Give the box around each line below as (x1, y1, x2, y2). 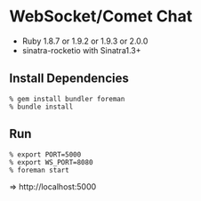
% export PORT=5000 (9, 149, 82, 159)
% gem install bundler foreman (9, 94, 125, 103)
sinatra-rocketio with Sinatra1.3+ (21, 44, 141, 55)
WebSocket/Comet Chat (9, 6, 193, 27)
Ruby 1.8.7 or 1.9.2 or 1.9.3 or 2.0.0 (21, 36, 149, 46)
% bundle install (9, 102, 74, 111)
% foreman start (9, 165, 69, 174)
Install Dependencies (9, 71, 129, 86)
